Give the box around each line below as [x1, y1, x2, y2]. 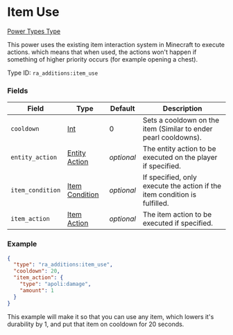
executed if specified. [142, 219, 214, 228]
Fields [7, 86, 28, 96]
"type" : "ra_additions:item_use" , [13, 261, 113, 269]
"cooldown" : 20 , [13, 268, 60, 275]
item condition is [142, 190, 196, 199]
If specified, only [142, 172, 198, 182]
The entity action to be [142, 144, 216, 154]
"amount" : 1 [19, 287, 54, 294]
